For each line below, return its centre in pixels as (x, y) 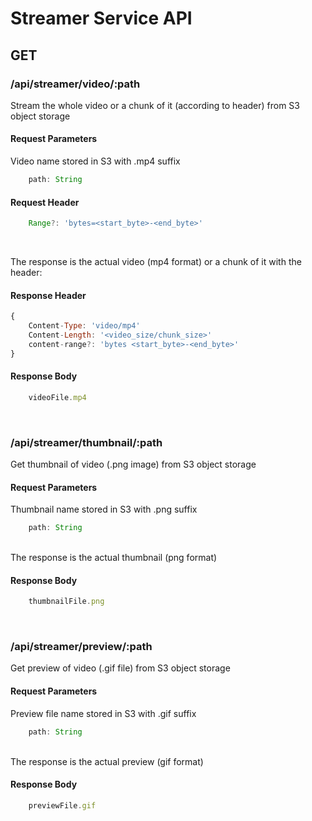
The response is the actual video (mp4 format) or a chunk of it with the (156, 262)
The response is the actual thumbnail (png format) (114, 558)
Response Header (48, 295)
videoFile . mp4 (57, 397)
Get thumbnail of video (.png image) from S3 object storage (133, 464)
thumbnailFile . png (66, 602)
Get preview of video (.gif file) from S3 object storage (120, 668)
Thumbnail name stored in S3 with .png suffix (104, 509)
